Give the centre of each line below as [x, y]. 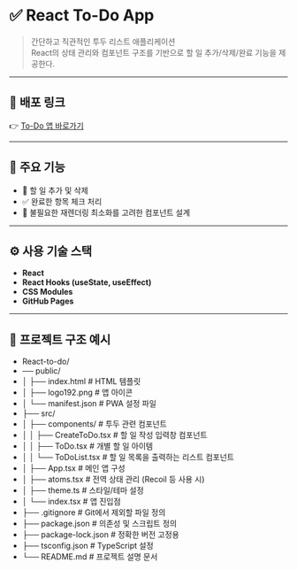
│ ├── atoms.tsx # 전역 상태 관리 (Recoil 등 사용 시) [113, 480]
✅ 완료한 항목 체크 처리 [62, 201]
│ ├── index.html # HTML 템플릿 [81, 381]
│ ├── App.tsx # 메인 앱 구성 [73, 468]
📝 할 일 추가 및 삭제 [55, 190]
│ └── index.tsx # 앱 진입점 [71, 502]
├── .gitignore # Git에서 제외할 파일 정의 [94, 512]
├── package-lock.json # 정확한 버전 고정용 [100, 535]
